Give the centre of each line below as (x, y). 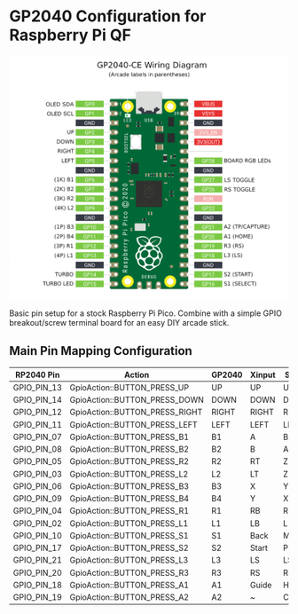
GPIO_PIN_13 (37, 387)
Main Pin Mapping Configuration (101, 351)
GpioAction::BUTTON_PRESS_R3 (129, 572)
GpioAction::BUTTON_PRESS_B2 (129, 449)
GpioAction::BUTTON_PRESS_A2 (129, 597)
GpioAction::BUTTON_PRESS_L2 (129, 474)
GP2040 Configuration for (108, 16)
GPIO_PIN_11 (37, 424)
